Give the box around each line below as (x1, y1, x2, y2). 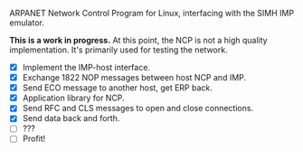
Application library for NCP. (22, 92, 125, 103)
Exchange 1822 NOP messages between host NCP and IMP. (22, 72, 247, 83)
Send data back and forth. (22, 113, 120, 124)
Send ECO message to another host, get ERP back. (22, 82, 213, 93)
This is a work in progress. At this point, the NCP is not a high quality (9, 35, 269, 45)
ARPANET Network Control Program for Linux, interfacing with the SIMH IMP (9, 8, 295, 18)
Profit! (22, 133, 46, 144)
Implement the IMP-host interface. (22, 62, 151, 72)
